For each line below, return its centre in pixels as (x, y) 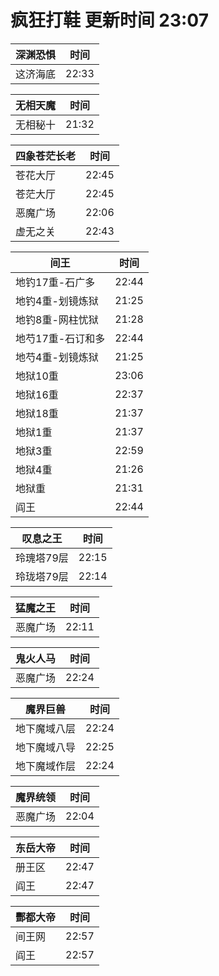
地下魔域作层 (46, 766)
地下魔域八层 (46, 728)
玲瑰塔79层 (42, 558)
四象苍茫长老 (46, 156)
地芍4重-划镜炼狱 (57, 357)
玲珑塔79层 (42, 576)
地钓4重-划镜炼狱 (57, 301)
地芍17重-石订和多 (60, 338)
